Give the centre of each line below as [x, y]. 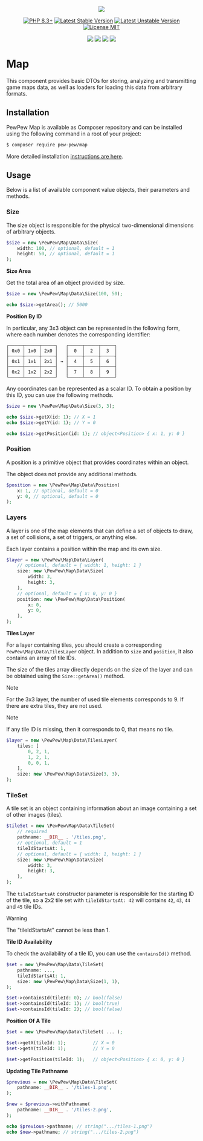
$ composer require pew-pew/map [47, 145]
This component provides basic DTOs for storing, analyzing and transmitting [101, 80]
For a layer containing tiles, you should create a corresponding [84, 645]
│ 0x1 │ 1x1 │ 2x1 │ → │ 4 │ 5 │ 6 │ [62, 361]
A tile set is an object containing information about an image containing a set [101, 808]
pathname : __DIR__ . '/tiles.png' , [62, 837]
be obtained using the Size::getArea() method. [66, 676]
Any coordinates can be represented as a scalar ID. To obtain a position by [99, 388]
